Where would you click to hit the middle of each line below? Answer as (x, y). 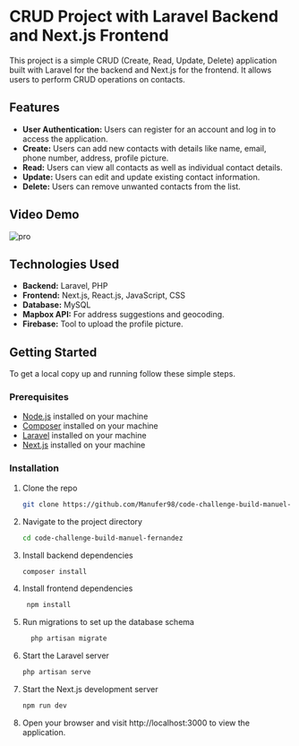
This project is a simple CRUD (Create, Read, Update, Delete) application (143, 60)
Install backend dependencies (78, 555)
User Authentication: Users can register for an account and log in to (149, 129)
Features (34, 108)
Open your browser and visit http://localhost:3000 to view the (136, 723)
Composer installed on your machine (90, 426)
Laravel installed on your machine (84, 436)
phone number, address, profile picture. (95, 158)
